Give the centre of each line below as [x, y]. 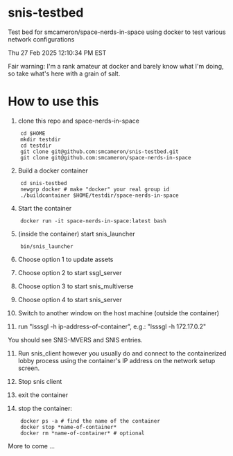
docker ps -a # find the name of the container [90, 421]
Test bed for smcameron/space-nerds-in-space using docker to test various [117, 32]
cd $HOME [33, 133]
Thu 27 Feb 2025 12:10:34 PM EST [57, 53]
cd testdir [36, 146]
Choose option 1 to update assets [66, 259]
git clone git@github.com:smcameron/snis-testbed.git [100, 151]
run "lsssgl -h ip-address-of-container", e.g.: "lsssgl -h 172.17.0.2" [112, 326]
